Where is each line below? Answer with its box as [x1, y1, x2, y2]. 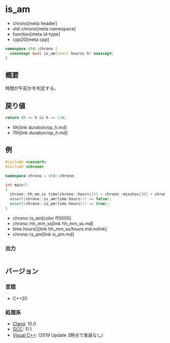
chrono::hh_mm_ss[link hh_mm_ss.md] [12, 220, 94, 226]
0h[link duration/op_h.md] [12, 124, 67, 131]
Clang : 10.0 [12, 321, 36, 327]
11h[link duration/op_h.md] [12, 130, 68, 136]
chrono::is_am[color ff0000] [12, 215, 72, 221]
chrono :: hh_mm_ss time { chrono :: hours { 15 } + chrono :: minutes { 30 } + [10, 192, 153, 197]
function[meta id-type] [12, 31, 60, 37]
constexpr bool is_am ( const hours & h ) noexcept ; [10, 51, 114, 56]
